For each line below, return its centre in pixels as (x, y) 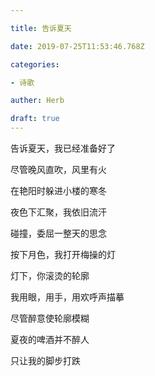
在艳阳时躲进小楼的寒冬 (58, 190)
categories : (35, 64)
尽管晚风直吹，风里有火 (58, 169)
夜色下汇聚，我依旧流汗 (58, 212)
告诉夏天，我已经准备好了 (63, 148)
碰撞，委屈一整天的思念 (58, 233)
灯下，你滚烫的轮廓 (50, 275)
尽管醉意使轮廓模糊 (50, 318)
